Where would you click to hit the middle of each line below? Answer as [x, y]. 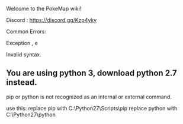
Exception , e [22, 43]
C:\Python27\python [31, 115]
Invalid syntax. [24, 55]
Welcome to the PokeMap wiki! [44, 9]
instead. [22, 82]
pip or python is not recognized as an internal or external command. [89, 97]
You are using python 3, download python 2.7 [92, 73]
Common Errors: [26, 31]
